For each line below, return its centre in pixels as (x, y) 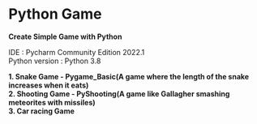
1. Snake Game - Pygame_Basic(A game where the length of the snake (129, 76)
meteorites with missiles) (52, 102)
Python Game (55, 14)
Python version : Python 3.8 (55, 61)
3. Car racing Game (42, 111)
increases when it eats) (49, 85)
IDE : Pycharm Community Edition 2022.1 (77, 52)
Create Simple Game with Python (65, 36)
